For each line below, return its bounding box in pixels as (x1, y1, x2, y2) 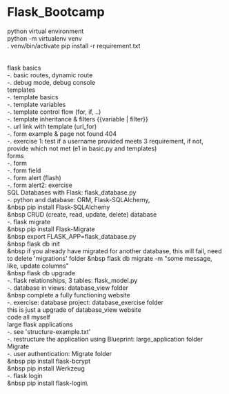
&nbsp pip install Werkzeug (7, 364, 85, 373)
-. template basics (7, 92, 59, 101)
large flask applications (7, 320, 74, 328)
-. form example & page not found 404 (7, 129, 117, 138)
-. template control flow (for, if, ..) (7, 108, 101, 116)
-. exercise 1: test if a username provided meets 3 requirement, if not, (7, 137, 203, 145)
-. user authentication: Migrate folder (7, 349, 112, 357)
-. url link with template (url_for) (7, 122, 97, 130)
